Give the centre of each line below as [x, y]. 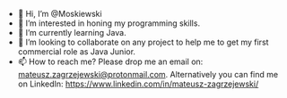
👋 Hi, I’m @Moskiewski [60, 14]
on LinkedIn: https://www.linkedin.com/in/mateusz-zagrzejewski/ [138, 84]
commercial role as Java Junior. [77, 52]
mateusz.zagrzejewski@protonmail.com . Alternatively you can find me [148, 74]
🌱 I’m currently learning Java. [72, 33]
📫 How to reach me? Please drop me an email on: [110, 61]
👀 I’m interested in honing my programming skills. [109, 23]
